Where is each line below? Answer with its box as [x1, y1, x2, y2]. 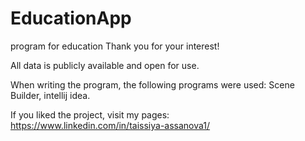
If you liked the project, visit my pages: [10, 108, 170, 121]
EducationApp [10, 7, 132, 30]
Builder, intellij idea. [10, 89, 91, 101]
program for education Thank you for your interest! [10, 40, 220, 52]
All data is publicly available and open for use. [10, 59, 200, 71]
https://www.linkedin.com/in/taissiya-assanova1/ [10, 119, 211, 131]
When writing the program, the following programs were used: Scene [10, 78, 295, 91]
